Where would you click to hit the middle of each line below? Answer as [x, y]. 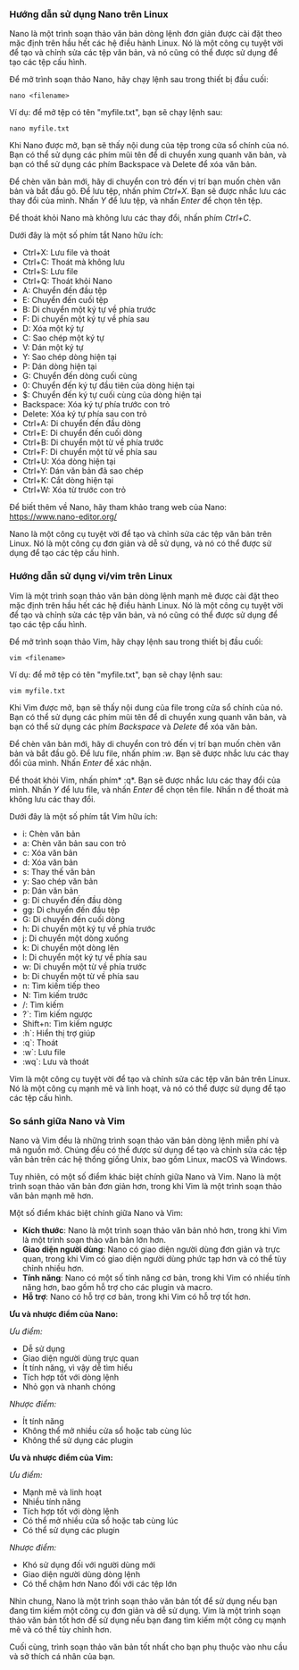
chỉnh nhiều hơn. [53, 1268]
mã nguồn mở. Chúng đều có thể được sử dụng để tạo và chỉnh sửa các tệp [148, 1150]
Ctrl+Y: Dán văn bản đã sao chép [83, 471]
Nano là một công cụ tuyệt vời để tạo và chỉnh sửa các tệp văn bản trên [141, 534]
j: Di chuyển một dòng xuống [75, 938]
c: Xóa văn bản [50, 852]
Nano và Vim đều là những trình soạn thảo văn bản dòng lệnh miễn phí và [144, 1140]
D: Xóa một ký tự [53, 329]
